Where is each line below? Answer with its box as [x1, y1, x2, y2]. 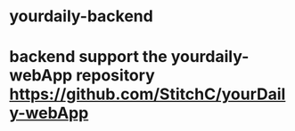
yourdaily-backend [9, 6, 153, 27]
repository [75, 65, 155, 86]
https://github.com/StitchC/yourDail [9, 84, 286, 104]
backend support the [9, 47, 168, 67]
